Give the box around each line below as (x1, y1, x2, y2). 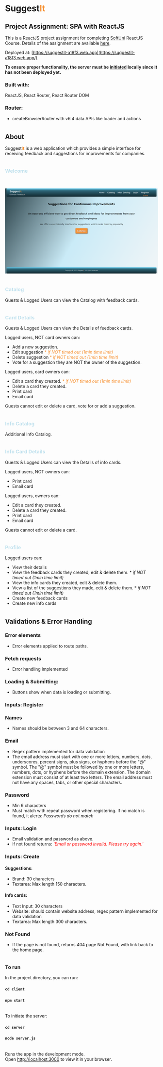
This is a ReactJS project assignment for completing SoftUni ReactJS (5, 35, 143, 41)
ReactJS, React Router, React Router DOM (5, 93, 89, 98)
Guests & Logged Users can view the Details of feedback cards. (5, 325, 133, 331)
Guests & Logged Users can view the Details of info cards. (5, 459, 122, 465)
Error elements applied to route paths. (12, 643, 88, 649)
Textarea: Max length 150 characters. (12, 881, 86, 887)
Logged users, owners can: (5, 493, 60, 499)
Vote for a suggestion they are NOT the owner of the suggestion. (12, 359, 142, 365)
